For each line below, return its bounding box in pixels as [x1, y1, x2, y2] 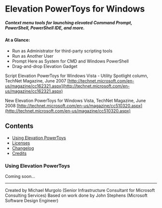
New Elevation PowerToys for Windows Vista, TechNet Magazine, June [5, 97, 146, 103]
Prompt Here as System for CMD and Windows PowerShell [12, 58, 129, 64]
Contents [5, 122, 34, 130]
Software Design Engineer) [5, 197, 59, 203]
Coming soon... [5, 173, 35, 179]
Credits [12, 150, 27, 156]
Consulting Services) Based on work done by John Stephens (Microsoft [5, 192, 148, 198]
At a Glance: [5, 37, 30, 43]
